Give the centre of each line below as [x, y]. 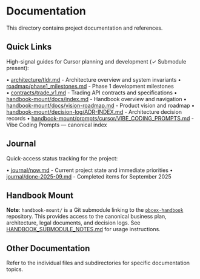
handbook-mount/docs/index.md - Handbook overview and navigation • [96, 99]
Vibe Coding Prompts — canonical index [57, 125]
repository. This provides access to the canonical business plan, [86, 217]
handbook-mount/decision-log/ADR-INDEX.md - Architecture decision [94, 112]
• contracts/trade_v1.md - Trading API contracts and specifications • [92, 93]
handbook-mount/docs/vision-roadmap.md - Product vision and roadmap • [101, 105]
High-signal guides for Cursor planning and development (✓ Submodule [96, 61]
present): [18, 68]
